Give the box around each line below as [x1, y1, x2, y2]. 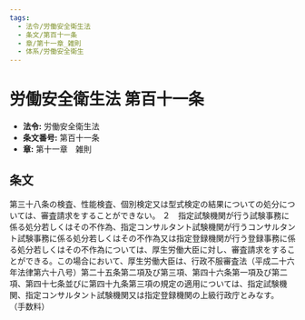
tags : [9, 13, 30, 23]
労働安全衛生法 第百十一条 [9, 89, 204, 110]
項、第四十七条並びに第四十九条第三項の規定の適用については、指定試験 [9, 278, 280, 289]
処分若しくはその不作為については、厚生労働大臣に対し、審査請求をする [16, 244, 288, 255]
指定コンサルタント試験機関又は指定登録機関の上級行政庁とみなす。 [25, 289, 280, 300]
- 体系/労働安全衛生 [17, 47, 84, 56]
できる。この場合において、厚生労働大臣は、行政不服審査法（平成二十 [25, 255, 288, 266]
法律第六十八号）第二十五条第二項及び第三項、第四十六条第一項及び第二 [16, 266, 288, 277]
